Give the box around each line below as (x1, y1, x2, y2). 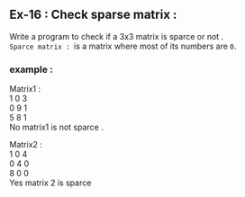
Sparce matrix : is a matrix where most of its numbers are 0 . (9, 40, 237, 51)
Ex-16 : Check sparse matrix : (9, 7, 177, 22)
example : (9, 63, 54, 76)
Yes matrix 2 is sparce (9, 177, 92, 188)
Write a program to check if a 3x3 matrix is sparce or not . (9, 31, 224, 41)
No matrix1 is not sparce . (9, 121, 104, 133)
